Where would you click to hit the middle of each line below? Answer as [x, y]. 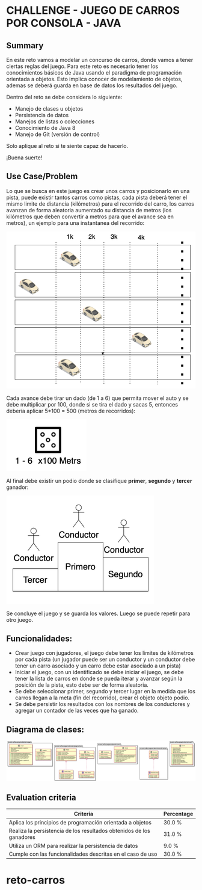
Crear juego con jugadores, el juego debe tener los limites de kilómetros [104, 653]
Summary [25, 45]
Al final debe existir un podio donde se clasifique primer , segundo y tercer [99, 480]
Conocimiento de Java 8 [45, 128]
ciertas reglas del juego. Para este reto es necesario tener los [82, 66]
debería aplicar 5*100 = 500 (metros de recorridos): [71, 411]
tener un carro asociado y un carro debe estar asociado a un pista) [98, 666]
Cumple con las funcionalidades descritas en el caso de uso [83, 854]
